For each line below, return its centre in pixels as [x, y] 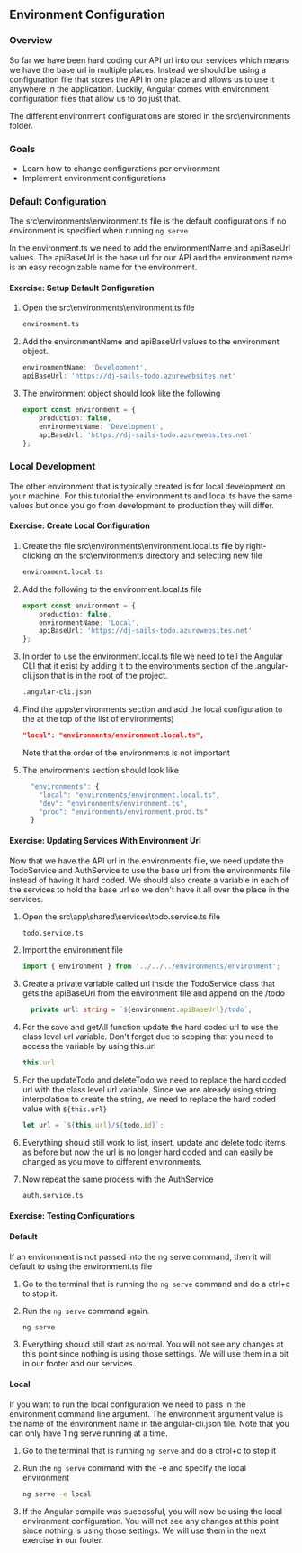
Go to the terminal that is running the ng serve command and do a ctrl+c [156, 1284]
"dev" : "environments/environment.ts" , [114, 803]
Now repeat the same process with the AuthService [118, 1179]
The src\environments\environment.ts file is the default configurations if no [148, 221]
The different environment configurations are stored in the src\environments [150, 115]
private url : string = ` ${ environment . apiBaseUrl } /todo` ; [142, 1010]
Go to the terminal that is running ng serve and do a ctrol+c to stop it [149, 1450]
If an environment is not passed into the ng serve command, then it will [141, 1256]
